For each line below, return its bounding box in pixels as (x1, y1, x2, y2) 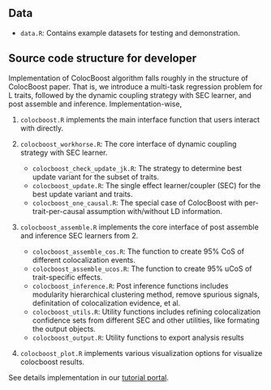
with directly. (19, 123, 63, 133)
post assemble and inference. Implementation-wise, (8, 99, 183, 109)
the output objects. (32, 324, 96, 333)
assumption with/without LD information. (86, 206, 223, 216)
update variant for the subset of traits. (32, 172, 160, 182)
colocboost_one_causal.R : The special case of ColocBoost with (32, 198, 243, 208)
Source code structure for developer (8, 52, 197, 66)
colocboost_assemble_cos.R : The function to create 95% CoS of (32, 246, 245, 256)
